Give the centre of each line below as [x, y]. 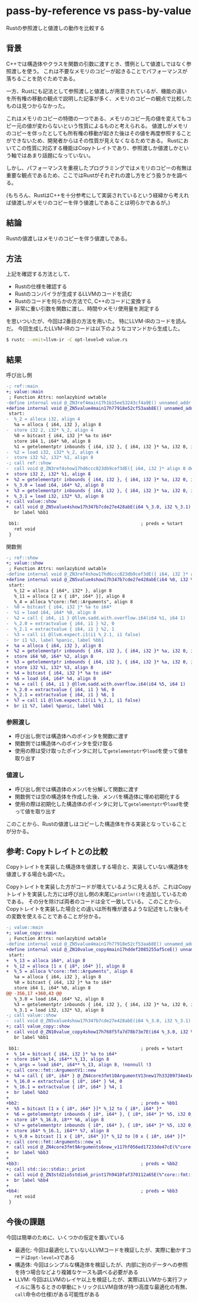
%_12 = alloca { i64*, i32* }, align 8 [63, 591]
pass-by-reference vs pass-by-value [99, 11]
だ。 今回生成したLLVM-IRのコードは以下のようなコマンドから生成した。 [95, 328]
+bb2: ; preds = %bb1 [92, 1103]
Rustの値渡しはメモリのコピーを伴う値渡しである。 [68, 238]
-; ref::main [22, 386]
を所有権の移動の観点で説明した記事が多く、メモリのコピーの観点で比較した [99, 98]
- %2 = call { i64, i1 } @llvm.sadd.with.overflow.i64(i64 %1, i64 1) [96, 618]
